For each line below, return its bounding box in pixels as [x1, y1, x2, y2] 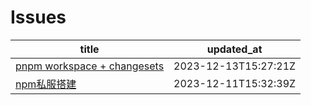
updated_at [206, 42, 263, 56]
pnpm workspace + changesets [15, 59, 165, 73]
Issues [10, 6, 67, 29]
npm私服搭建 [15, 77, 77, 91]
